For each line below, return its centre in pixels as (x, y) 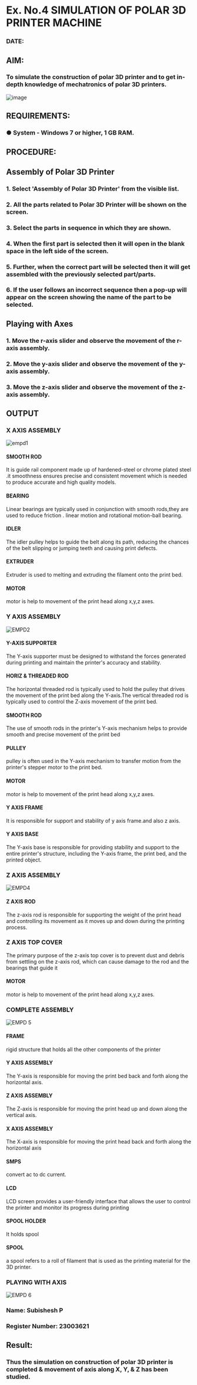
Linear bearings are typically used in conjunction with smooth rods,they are (98, 509)
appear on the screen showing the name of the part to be (89, 297)
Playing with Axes (40, 324)
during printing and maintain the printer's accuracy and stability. (84, 662)
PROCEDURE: (31, 152)
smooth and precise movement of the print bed (63, 735)
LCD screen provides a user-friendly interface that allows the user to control (98, 1201)
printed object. (24, 860)
